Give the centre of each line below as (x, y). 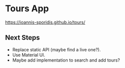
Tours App (27, 9)
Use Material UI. (29, 55)
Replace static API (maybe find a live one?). (57, 49)
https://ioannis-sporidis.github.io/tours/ (45, 22)
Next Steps (22, 38)
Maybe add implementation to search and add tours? (66, 60)
